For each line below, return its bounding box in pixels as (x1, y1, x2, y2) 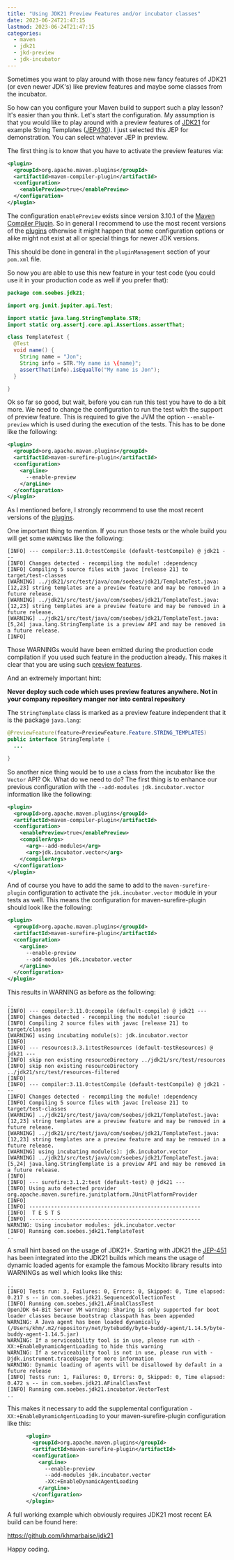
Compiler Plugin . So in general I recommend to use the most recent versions (7, 219, 226, 227)
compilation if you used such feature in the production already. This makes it (7, 653, 227, 661)
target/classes (7, 1026, 52, 1033)
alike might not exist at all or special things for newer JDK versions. (7, 233, 200, 242)
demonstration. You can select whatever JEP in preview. (7, 133, 169, 141)
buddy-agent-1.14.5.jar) (7, 1331, 79, 1338)
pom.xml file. (7, 254, 42, 263)
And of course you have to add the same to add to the (7, 881, 162, 890)
